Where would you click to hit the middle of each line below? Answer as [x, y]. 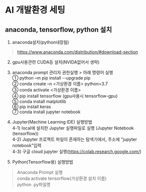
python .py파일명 [34, 184]
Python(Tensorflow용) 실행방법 [42, 162]
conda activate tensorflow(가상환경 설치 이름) [62, 178]
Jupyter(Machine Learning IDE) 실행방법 [52, 122]
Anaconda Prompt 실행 [40, 172]
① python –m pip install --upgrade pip [51, 78]
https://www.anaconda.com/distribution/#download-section [77, 52]
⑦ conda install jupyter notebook [46, 112]
